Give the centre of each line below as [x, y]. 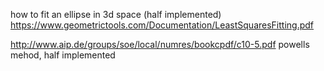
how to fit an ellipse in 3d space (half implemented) [116, 14]
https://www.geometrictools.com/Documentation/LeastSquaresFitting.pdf [162, 25]
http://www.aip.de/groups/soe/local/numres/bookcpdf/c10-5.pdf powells [160, 44]
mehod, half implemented [63, 55]
